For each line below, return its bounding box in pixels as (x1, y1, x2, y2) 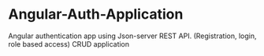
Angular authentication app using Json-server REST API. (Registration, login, (8, 31, 257, 40)
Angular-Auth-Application (8, 5, 184, 23)
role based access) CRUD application (8, 39, 130, 48)
